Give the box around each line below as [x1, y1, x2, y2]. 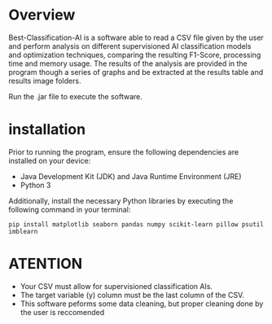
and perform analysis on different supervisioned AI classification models [8, 41, 252, 50]
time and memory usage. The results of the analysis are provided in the [8, 59, 248, 68]
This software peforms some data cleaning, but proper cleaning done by [20, 299, 264, 309]
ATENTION [8, 255, 83, 274]
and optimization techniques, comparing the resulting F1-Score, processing [8, 50, 261, 59]
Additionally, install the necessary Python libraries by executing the [8, 195, 234, 205]
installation [8, 120, 86, 139]
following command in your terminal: [8, 204, 131, 214]
